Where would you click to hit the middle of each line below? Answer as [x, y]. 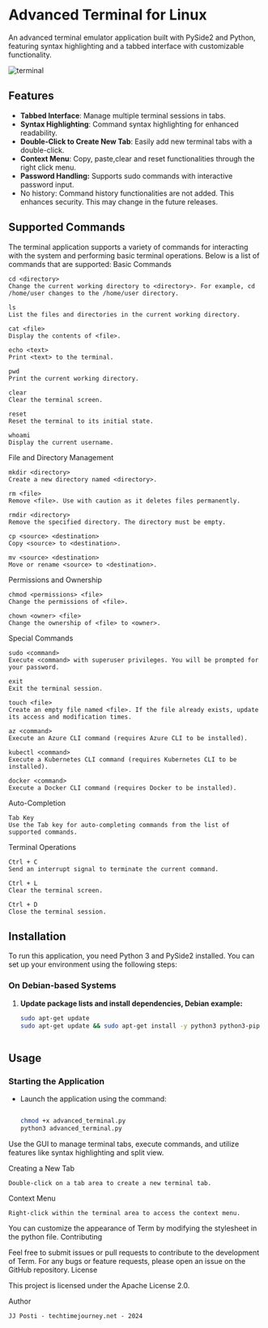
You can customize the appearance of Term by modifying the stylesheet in [133, 1228]
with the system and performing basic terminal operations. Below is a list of [134, 255]
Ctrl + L [23, 883]
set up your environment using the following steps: [93, 964]
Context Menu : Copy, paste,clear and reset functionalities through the [137, 158]
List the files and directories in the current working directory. [125, 314]
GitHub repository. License [53, 1270]
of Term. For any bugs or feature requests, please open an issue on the [127, 1261]
